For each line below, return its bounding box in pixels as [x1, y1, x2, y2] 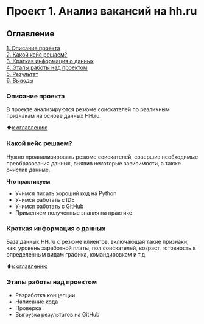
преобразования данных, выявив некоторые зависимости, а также [6, 159, 181, 167]
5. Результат [6, 71, 38, 77]
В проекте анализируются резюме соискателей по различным [6, 106, 170, 113]
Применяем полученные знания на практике [15, 209, 133, 216]
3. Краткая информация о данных [6, 58, 94, 64]
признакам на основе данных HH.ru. [6, 112, 102, 120]
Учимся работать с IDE [15, 196, 75, 203]
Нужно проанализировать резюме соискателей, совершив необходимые [6, 153, 199, 160]
